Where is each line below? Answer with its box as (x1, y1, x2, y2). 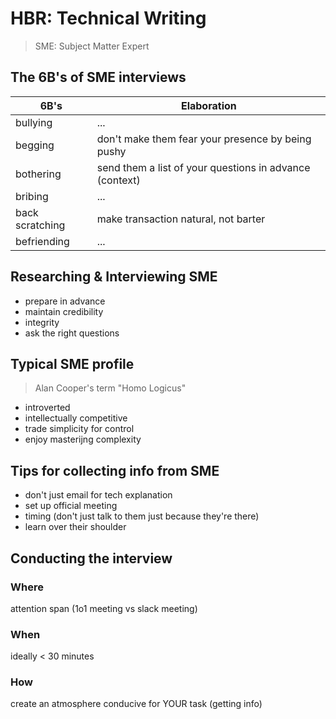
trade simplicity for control (24, 423, 135, 435)
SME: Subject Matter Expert (34, 40, 150, 52)
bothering (15, 167, 62, 181)
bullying (15, 115, 53, 129)
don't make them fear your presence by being (96, 132, 312, 146)
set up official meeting (24, 500, 118, 512)
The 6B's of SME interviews (10, 69, 187, 86)
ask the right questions (24, 327, 120, 339)
